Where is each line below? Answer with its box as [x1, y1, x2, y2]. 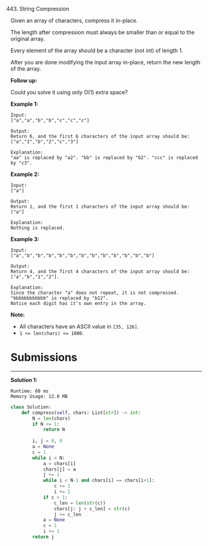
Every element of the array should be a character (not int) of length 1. [10, 47, 183, 54]
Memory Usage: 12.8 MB [10, 393, 68, 400]
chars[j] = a [42, 466, 76, 473]
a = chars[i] [42, 460, 76, 466]
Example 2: [10, 171, 39, 178]
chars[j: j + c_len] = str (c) [53, 505, 130, 512]
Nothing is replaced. [10, 225, 65, 231]
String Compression [19, 5, 70, 12]
